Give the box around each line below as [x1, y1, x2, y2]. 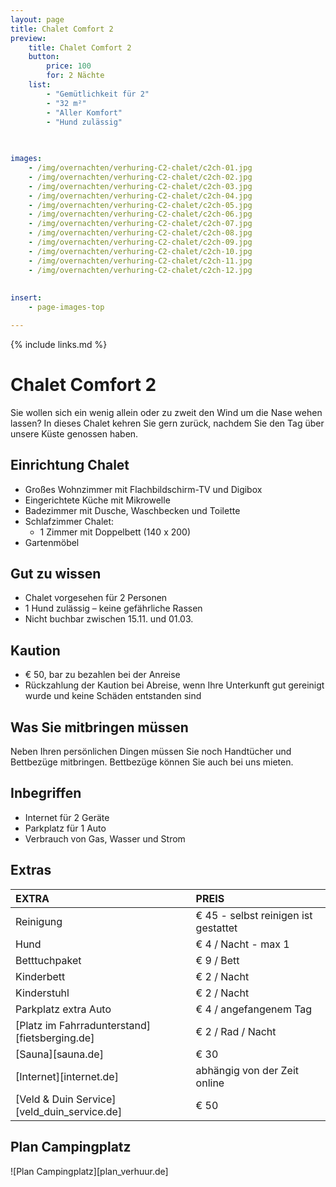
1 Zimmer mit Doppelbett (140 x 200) [39, 526, 192, 538]
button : [28, 52, 60, 62]
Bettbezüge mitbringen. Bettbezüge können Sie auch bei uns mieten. [10, 756, 294, 768]
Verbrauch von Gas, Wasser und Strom [24, 832, 186, 845]
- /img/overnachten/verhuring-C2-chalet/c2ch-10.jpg [28, 246, 253, 256]
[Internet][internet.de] [15, 1069, 119, 1083]
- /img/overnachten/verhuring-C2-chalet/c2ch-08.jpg [28, 228, 253, 238]
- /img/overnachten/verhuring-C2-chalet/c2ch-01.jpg [28, 163, 253, 173]
